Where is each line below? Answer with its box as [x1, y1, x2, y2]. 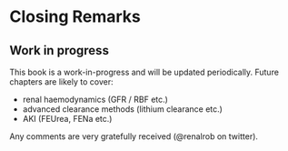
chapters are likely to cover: [9, 76, 114, 87]
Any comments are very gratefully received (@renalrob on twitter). [9, 131, 259, 142]
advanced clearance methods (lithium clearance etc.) [22, 104, 223, 115]
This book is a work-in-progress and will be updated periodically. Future [9, 66, 280, 77]
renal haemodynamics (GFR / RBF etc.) [22, 94, 168, 105]
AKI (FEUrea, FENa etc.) [22, 114, 113, 124]
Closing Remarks [9, 6, 141, 27]
